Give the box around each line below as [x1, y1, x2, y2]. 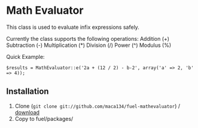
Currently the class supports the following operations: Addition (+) [6, 35, 169, 42]
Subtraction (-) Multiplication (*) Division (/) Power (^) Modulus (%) [6, 41, 172, 49]
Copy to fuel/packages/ [14, 115, 74, 122]
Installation [6, 87, 49, 97]
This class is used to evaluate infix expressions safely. [6, 23, 139, 31]
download [14, 109, 40, 116]
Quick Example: [6, 53, 45, 60]
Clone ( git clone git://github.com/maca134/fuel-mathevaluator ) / [14, 102, 181, 109]
